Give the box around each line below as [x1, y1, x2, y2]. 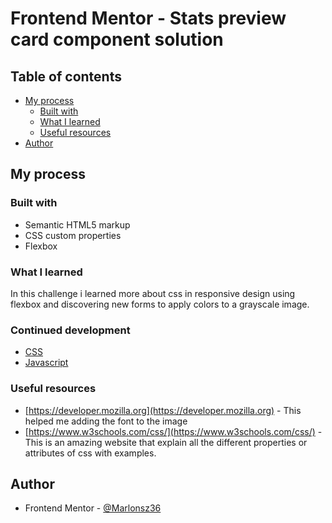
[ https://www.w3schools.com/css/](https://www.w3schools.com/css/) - [24, 425, 323, 437]
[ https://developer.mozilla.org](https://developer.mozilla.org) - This [24, 404, 302, 416]
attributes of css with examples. [24, 447, 157, 459]
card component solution [10, 28, 224, 51]
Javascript [24, 357, 69, 369]
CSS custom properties [24, 229, 122, 241]
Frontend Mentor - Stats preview [10, 7, 287, 30]
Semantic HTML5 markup [24, 218, 131, 231]
